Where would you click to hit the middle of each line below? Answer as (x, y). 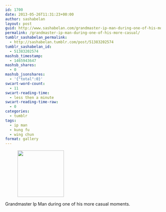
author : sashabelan (25, 19)
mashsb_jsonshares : (25, 74)
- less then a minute (32, 97)
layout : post (19, 24)
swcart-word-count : (25, 83)
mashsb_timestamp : (24, 56)
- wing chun (22, 135)
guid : (11, 28)
